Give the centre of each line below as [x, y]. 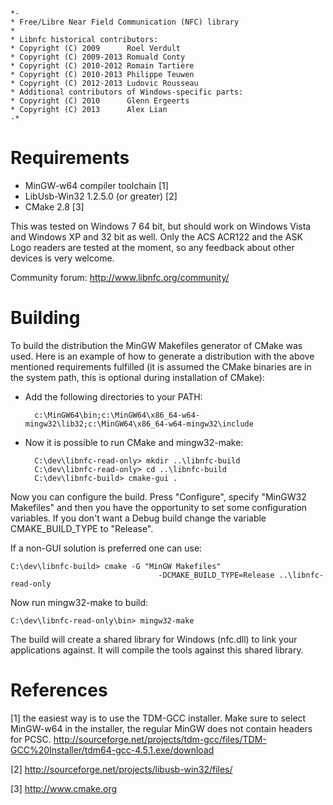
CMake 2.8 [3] [54, 206]
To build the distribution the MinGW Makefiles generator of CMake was [156, 345]
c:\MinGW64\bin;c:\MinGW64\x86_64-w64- [117, 415]
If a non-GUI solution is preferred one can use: [106, 548]
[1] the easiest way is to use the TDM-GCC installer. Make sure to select [158, 718]
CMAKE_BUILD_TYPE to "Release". [82, 528]
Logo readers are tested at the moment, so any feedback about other [152, 247]
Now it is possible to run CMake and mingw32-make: [134, 442]
